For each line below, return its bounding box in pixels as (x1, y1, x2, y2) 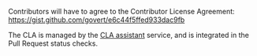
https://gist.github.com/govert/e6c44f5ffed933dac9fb (8, 15, 185, 24)
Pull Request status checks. (8, 39, 99, 48)
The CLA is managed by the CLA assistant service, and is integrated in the (8, 31, 250, 39)
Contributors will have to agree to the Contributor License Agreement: (8, 7, 235, 16)
